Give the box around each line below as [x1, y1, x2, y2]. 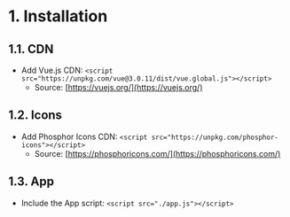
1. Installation [8, 6, 108, 27]
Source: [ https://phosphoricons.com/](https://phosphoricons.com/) [34, 148, 281, 159]
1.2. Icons [8, 108, 63, 123]
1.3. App [8, 174, 55, 190]
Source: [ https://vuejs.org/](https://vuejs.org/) [34, 82, 203, 92]
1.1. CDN [8, 42, 54, 57]
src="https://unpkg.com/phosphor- [151, 133, 278, 142]
